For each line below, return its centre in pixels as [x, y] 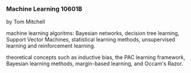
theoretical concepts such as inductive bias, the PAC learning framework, [96, 58]
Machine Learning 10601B [44, 9]
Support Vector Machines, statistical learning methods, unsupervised [91, 40]
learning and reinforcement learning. [51, 46]
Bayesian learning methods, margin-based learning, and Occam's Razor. [95, 64]
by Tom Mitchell [26, 22]
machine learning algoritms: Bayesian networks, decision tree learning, [93, 33]
